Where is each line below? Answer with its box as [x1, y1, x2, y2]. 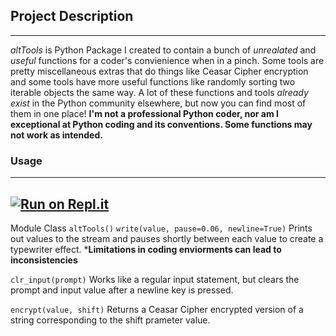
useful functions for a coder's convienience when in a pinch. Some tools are [10, 54, 325, 66]
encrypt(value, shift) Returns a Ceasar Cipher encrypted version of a [10, 303, 304, 315]
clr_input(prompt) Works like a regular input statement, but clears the [10, 273, 300, 285]
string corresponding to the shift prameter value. [10, 314, 211, 326]
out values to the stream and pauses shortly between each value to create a [10, 232, 324, 244]
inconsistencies [10, 254, 78, 266]
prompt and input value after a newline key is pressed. [10, 284, 234, 296]
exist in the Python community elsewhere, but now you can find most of [10, 97, 307, 109]
